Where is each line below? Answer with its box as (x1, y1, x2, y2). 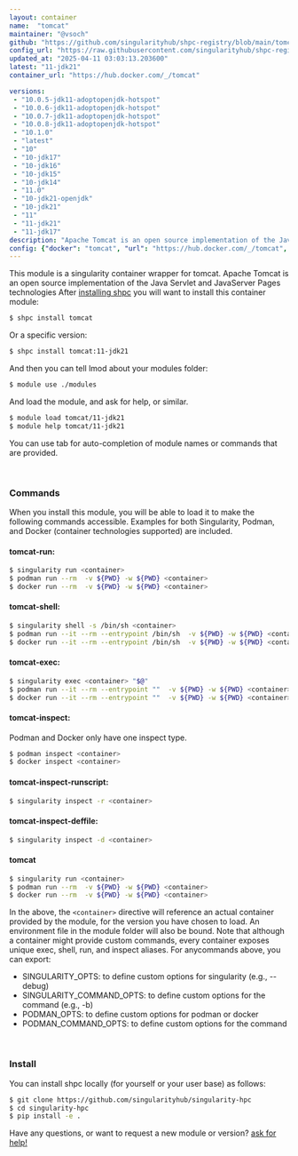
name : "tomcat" (9, 21, 69, 30)
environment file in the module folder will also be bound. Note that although (9, 926, 286, 937)
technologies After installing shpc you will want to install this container (9, 287, 266, 298)
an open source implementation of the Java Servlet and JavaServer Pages (9, 277, 281, 289)
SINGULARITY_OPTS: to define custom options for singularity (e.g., (21, 971, 268, 982)
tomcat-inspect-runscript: (9, 777, 109, 787)
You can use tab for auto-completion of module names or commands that (9, 437, 278, 449)
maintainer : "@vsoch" (9, 29, 90, 38)
